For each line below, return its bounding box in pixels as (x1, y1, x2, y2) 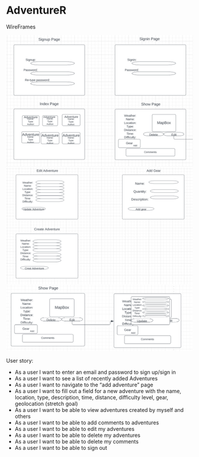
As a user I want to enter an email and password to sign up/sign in (14, 369, 176, 376)
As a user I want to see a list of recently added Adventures (14, 375, 158, 382)
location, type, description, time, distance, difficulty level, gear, (14, 394, 169, 401)
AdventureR (6, 4, 67, 17)
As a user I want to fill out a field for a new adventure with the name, (14, 388, 182, 395)
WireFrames (6, 23, 36, 30)
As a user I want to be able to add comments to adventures (14, 419, 159, 426)
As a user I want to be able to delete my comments (14, 438, 139, 445)
